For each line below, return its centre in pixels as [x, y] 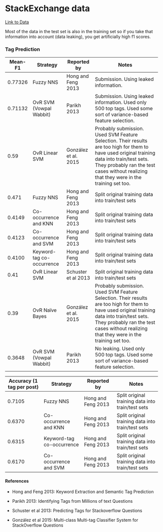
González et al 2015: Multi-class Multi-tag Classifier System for [75, 520]
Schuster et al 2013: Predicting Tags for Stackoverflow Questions [77, 511]
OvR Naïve [45, 310]
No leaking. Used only [120, 349]
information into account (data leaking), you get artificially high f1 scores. [78, 37]
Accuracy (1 [23, 381]
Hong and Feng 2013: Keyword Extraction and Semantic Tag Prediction [83, 492]
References [17, 481]
